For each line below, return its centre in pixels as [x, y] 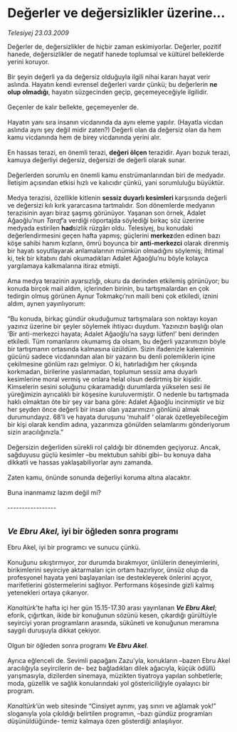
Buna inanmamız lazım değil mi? [54, 492]
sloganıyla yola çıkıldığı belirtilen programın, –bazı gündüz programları [110, 714]
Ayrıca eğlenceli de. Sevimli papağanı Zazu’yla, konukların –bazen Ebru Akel [119, 660]
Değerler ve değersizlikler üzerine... [116, 13]
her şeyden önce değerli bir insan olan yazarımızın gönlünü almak [104, 409]
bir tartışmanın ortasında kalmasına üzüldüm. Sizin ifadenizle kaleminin [111, 349]
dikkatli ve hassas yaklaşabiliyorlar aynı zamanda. [80, 462]
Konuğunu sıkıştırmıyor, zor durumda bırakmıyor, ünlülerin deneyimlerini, [114, 562]
